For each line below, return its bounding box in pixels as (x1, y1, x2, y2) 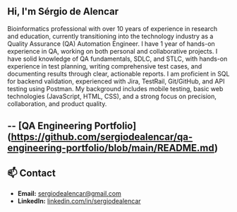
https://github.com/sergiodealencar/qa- (11, 131, 193, 143)
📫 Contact (7, 167, 56, 179)
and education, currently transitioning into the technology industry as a (7, 32, 214, 40)
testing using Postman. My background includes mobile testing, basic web (7, 84, 224, 93)
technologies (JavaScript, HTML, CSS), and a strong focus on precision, (7, 92, 217, 100)
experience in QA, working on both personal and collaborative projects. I (7, 47, 218, 55)
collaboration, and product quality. (7, 99, 107, 108)
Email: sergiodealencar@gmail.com (17, 189, 121, 198)
